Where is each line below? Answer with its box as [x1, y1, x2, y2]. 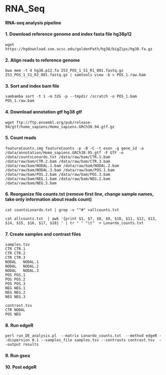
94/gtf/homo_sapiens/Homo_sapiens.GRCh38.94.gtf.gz [5, 124, 115, 129]
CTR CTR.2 [5, 251, 26, 256]
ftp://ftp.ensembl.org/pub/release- [16, 120, 93, 125]
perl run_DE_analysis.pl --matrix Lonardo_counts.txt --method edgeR [5, 333, 157, 339]
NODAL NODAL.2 [5, 264, 39, 269]
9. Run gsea [5, 353, 30, 359]
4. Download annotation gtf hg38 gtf [5, 109, 82, 115]
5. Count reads [5, 135, 36, 141]
